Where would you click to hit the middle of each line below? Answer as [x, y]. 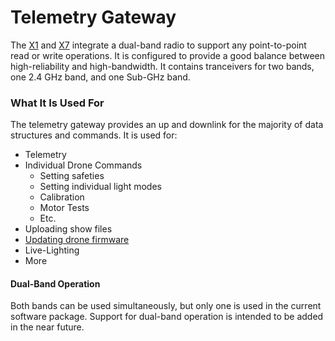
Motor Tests [64, 208]
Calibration [62, 197]
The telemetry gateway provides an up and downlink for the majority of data [167, 125]
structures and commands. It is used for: [94, 135]
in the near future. [47, 327]
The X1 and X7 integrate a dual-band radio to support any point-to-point [158, 45]
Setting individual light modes [100, 187]
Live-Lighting [52, 250]
